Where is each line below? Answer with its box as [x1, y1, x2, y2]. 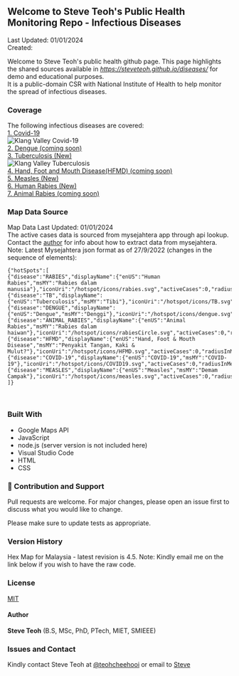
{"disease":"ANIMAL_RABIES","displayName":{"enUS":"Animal [7, 317, 186, 324]
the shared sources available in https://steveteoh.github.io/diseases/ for [7, 64, 218, 73]
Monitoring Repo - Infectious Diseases [7, 17, 181, 29]
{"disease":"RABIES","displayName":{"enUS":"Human [7, 273, 161, 280]
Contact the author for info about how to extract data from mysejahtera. [7, 238, 218, 247]
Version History [7, 537, 63, 546]
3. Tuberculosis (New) [7, 152, 73, 160]
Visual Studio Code [17, 448, 75, 457]
